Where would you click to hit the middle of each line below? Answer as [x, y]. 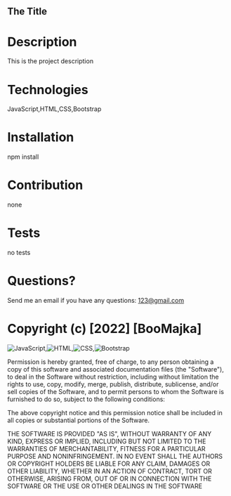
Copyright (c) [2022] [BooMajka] [105, 329]
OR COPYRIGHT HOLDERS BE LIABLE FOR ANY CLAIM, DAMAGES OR [109, 464]
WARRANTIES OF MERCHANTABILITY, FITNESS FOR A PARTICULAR [106, 448]
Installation [41, 137]
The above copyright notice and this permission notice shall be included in [115, 412]
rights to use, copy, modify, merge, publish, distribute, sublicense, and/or [113, 384]
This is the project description [50, 61]
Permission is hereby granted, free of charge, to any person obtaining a [111, 362]
